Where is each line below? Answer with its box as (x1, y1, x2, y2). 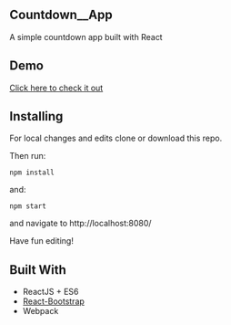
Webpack (22, 306, 59, 317)
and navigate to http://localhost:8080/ (9, 218, 152, 229)
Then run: (9, 151, 46, 162)
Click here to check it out (9, 82, 104, 93)
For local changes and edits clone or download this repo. (9, 132, 223, 144)
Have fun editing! (9, 236, 75, 246)
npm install (9, 168, 55, 177)
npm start (9, 202, 47, 211)
